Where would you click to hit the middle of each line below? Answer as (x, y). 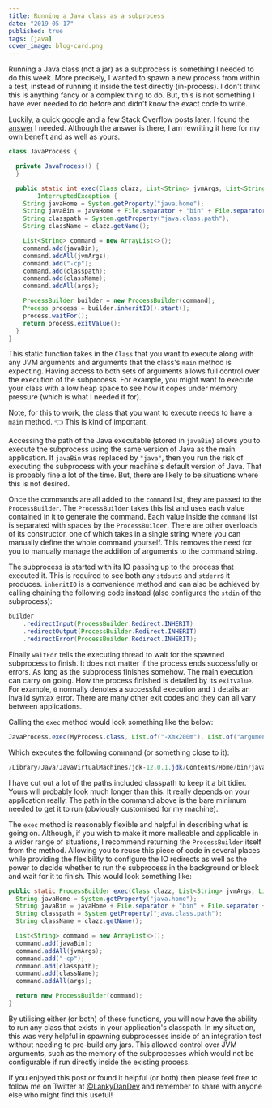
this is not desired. (39, 484)
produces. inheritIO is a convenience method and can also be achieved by (134, 584)
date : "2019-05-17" (41, 24)
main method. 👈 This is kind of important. (78, 422)
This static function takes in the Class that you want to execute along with (131, 354)
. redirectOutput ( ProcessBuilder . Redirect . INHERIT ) (110, 632)
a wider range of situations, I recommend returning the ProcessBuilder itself (135, 842)
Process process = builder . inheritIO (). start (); (106, 308)
